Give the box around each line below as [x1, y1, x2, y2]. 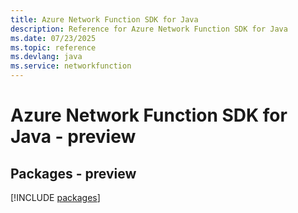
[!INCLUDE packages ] [10, 192, 101, 203]
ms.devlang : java [10, 52, 83, 62]
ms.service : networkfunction [10, 61, 132, 71]
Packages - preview [10, 165, 137, 182]
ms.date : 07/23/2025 [10, 33, 97, 43]
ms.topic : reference [10, 42, 97, 53]
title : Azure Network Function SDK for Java [10, 14, 199, 25]
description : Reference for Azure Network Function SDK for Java [10, 24, 288, 34]
